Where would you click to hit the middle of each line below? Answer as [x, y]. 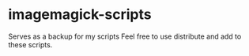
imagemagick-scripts [80, 15]
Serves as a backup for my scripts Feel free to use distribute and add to [125, 36]
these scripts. [30, 44]
